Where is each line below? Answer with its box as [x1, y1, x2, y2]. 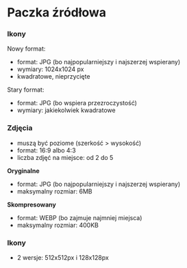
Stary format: [7, 85, 45, 94]
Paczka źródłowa [7, 5, 107, 21]
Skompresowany [7, 200, 56, 209]
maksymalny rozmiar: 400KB [16, 221, 99, 229]
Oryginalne [7, 166, 40, 175]
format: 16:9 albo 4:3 [16, 146, 77, 155]
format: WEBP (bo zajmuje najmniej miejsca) [16, 213, 142, 222]
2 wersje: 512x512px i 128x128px [16, 254, 110, 262]
